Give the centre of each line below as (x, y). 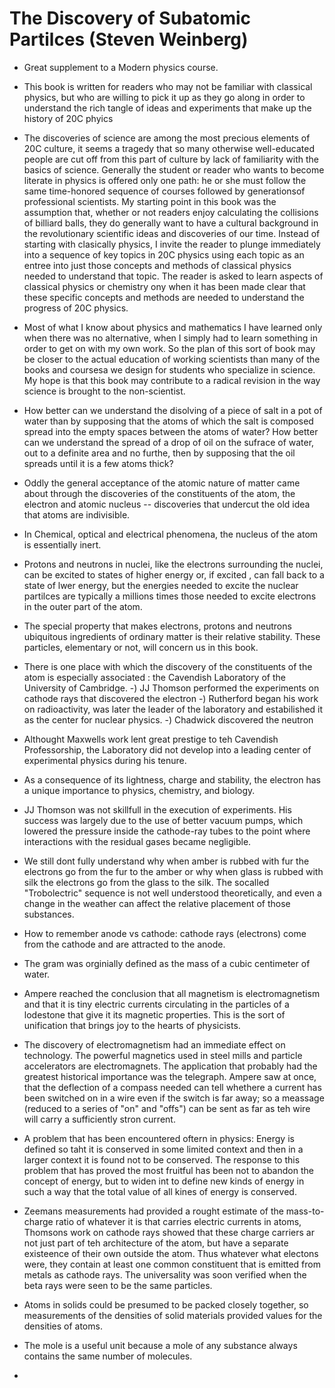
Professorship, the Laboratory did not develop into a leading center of (167, 749)
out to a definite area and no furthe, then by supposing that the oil (159, 453)
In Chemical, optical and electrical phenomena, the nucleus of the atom (171, 534)
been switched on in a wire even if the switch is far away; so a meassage (174, 1098)
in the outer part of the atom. (83, 606)
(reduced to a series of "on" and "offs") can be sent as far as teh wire (167, 1108)
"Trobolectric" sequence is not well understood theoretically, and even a (172, 893)
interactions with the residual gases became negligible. (137, 841)
